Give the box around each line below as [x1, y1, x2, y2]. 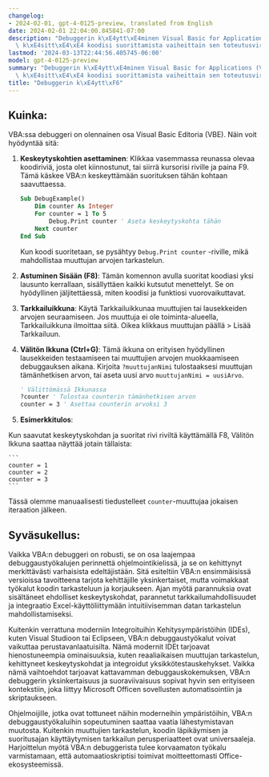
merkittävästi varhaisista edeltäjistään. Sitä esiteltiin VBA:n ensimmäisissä [8, 567, 251, 576]
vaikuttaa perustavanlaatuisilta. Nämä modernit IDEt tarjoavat [8, 642, 211, 651]
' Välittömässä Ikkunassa [19, 386, 106, 394]
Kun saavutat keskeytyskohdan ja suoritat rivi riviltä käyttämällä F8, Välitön [8, 431, 255, 440]
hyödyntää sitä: [8, 138, 59, 148]
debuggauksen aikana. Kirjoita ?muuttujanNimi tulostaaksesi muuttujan [19, 362, 253, 371]
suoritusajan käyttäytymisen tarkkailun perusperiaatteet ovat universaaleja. [8, 735, 256, 743]
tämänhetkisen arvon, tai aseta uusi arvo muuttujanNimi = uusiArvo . [19, 370, 244, 379]
